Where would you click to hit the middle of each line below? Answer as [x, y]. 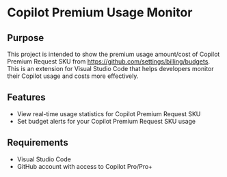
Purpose [26, 38]
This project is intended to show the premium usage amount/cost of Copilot [113, 54]
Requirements [38, 142]
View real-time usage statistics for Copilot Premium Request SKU [109, 113]
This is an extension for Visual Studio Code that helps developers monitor [110, 69]
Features [26, 97]
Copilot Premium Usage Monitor [100, 13]
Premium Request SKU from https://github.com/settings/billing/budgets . [109, 62]
